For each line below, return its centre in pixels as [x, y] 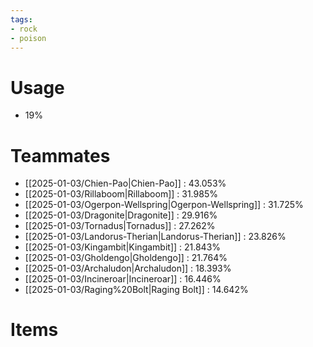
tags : [21, 19]
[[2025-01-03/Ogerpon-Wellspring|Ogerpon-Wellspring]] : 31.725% [164, 205]
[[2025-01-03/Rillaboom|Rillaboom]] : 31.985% [121, 194]
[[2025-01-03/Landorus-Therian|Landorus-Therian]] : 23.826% [155, 237]
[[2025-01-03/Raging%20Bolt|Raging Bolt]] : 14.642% [136, 290]
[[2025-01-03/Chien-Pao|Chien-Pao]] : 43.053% [125, 183]
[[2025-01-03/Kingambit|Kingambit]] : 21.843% [123, 247]
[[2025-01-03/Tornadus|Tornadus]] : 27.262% [120, 226]
